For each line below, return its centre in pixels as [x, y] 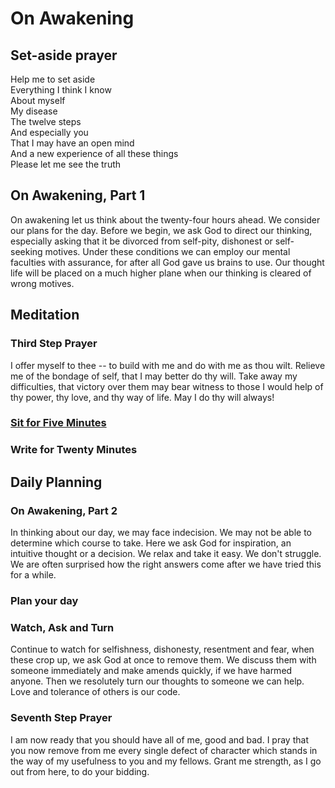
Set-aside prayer [64, 55]
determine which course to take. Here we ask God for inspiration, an [151, 543]
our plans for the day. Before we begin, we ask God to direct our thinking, [161, 230]
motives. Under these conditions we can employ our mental [167, 251]
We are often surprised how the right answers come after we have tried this [166, 564]
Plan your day [44, 600]
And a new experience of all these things [94, 153]
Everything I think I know [61, 90]
